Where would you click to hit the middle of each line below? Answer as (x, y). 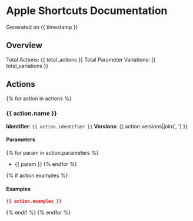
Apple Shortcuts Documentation (87, 11)
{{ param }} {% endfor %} (46, 164)
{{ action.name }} (32, 114)
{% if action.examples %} (37, 176)
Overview (24, 45)
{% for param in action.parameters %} (52, 153)
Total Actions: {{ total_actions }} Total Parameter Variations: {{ (81, 59)
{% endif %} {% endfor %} (39, 213)
